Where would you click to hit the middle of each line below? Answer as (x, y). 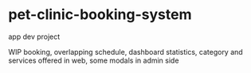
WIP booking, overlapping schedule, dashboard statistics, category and (125, 52)
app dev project (34, 36)
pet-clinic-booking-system (100, 15)
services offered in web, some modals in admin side (94, 60)
